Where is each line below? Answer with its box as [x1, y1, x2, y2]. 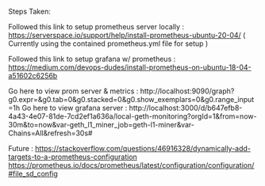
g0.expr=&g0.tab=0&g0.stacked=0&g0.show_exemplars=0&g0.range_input [8, 95, 255, 104]
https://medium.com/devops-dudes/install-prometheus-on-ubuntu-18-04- [8, 63, 252, 72]
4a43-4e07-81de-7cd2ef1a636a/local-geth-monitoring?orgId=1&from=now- [8, 112, 257, 121]
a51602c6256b [8, 71, 58, 80]
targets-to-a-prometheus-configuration [8, 152, 137, 161]
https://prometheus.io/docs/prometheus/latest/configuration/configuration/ [8, 161, 255, 169]
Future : [8, 144, 34, 153]
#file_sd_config [8, 169, 58, 178]
